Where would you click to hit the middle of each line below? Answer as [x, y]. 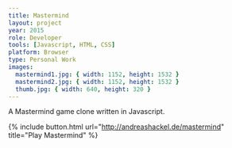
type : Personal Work [43, 60]
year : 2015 [26, 30]
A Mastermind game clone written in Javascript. [87, 112]
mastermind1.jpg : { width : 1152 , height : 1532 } [97, 74]
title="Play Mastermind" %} [53, 135]
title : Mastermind [39, 15]
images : [21, 67]
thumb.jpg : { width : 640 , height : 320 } [83, 89]
